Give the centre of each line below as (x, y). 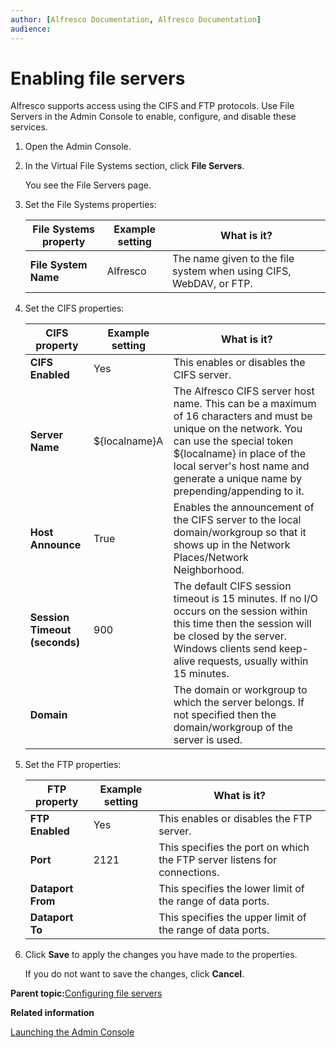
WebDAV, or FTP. (212, 284)
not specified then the (225, 715)
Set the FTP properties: (73, 765)
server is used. (208, 740)
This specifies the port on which (234, 848)
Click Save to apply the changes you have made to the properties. (161, 955)
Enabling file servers (98, 78)
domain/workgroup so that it (240, 533)
